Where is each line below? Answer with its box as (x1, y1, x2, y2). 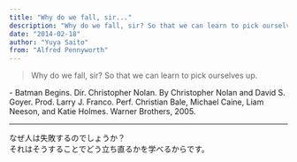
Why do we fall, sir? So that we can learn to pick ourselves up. (30, 70, 258, 81)
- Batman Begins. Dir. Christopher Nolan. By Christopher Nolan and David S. (9, 88, 286, 98)
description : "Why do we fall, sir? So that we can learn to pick (9, 21, 259, 30)
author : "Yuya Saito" (9, 37, 89, 47)
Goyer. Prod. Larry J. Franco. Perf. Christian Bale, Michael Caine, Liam (9, 96, 264, 107)
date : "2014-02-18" (9, 29, 81, 38)
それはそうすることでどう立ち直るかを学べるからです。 (9, 143, 209, 155)
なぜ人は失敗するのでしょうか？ (9, 133, 126, 143)
